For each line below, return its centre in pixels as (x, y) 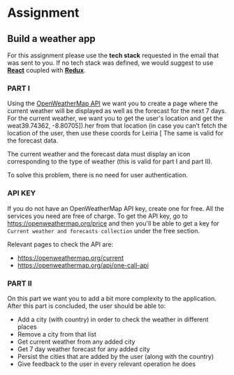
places (27, 327)
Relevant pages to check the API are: (60, 244)
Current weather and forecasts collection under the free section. (104, 230)
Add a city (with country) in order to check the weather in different (113, 319)
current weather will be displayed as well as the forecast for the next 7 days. (117, 111)
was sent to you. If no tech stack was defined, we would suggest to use (110, 63)
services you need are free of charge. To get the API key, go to (98, 216)
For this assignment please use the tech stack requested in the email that (113, 55)
